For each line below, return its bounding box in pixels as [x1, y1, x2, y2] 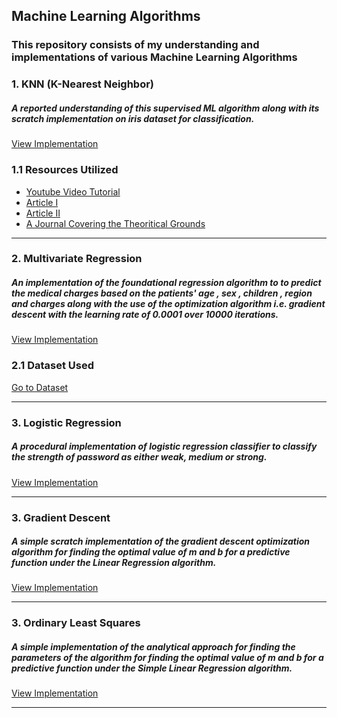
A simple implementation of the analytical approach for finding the [11, 640, 296, 653]
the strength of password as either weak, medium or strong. [11, 451, 268, 463]
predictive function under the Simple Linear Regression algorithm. [11, 662, 293, 674]
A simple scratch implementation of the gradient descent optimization [11, 535, 311, 548]
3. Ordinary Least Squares [11, 616, 141, 630]
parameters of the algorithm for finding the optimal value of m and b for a [11, 651, 324, 663]
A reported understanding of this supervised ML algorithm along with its [11, 102, 320, 114]
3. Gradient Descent [11, 510, 111, 524]
